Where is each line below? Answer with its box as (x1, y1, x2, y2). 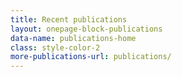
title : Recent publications (10, 14, 128, 25)
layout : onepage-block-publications (10, 24, 163, 34)
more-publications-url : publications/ (10, 52, 172, 62)
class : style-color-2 (10, 42, 101, 53)
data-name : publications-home (10, 33, 137, 43)
